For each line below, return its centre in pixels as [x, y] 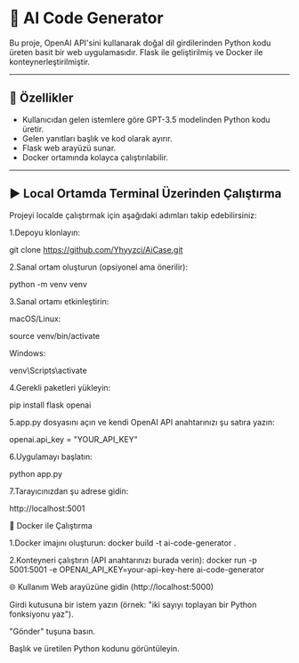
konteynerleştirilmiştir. [50, 61]
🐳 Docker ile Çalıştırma [51, 525]
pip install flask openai [50, 405]
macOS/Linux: [35, 319]
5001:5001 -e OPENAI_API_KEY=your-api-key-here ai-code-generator [137, 570]
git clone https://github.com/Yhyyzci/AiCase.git [96, 249]
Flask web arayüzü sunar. [69, 148]
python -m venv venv [48, 284]
